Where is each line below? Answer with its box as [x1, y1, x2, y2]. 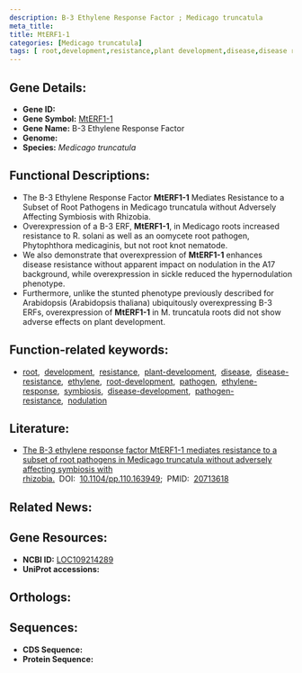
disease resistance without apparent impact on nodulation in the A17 [22, 258, 276, 270]
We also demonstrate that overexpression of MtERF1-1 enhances [22, 249, 263, 260]
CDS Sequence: [22, 644, 84, 655]
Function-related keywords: [9, 343, 169, 358]
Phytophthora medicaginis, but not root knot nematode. [22, 239, 228, 250]
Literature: [9, 420, 70, 436]
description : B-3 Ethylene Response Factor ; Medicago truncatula [9, 13, 263, 22]
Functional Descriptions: [9, 168, 150, 184]
